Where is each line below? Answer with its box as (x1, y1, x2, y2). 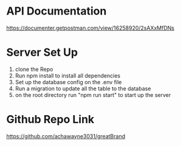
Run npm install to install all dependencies (15, 71, 120, 79)
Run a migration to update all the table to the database (15, 85, 151, 92)
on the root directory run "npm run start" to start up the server (15, 91, 171, 98)
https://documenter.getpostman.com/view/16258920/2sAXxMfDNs (6, 24, 175, 32)
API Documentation (6, 4, 107, 18)
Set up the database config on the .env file (15, 78, 122, 85)
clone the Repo (15, 65, 53, 73)
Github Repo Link (6, 113, 95, 127)
